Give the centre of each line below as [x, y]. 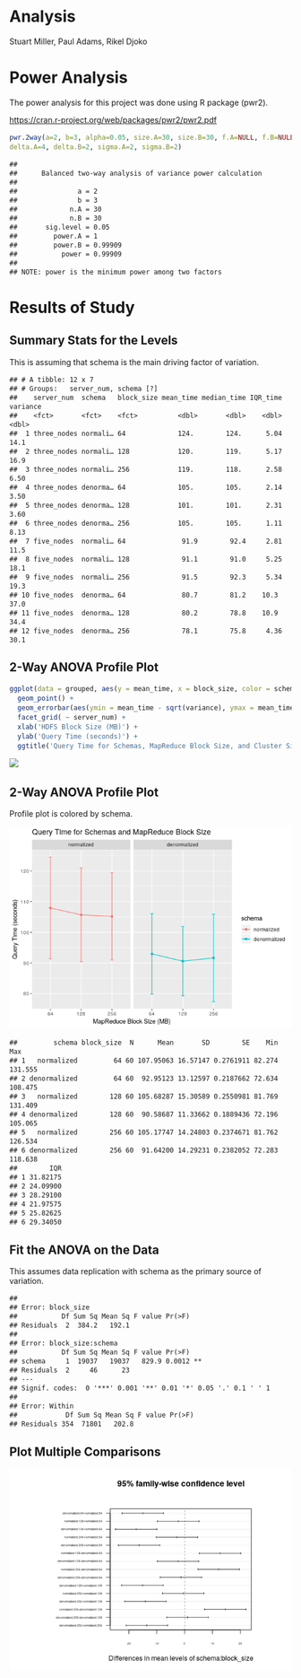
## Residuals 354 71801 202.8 [72, 1424]
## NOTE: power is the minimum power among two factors [116, 272]
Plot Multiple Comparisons [85, 1451]
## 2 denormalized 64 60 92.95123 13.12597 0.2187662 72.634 [144, 1079]
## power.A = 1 [54, 236]
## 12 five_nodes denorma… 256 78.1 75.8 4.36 [146, 631]
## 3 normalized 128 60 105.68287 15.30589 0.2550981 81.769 [144, 1097]
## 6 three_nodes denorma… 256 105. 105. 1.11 [146, 523]
